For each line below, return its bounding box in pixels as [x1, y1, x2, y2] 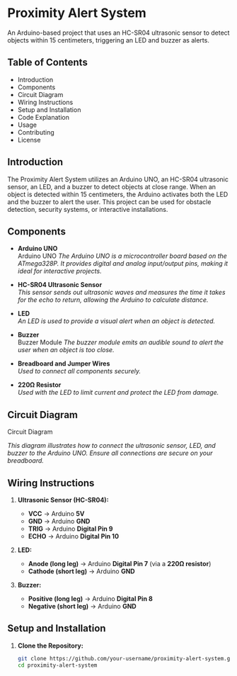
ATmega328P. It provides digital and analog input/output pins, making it [17, 259, 229, 268]
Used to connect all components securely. [17, 367, 141, 376]
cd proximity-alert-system [17, 661, 98, 669]
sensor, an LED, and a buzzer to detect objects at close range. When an [7, 182, 216, 191]
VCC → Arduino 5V [28, 509, 85, 518]
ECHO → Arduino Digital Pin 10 [28, 532, 119, 540]
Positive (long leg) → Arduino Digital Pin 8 [28, 595, 154, 603]
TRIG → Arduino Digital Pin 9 [28, 524, 113, 533]
